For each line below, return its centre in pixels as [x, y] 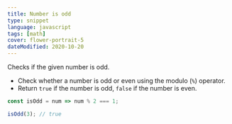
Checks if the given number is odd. [59, 67]
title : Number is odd [39, 14]
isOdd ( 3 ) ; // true [34, 114]
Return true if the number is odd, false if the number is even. [107, 88]
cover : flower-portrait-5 [45, 40]
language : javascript [39, 27]
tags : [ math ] [27, 34]
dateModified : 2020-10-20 [45, 47]
